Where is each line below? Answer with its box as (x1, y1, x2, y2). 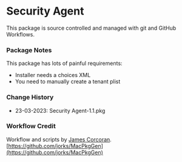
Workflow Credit (6, 122, 56, 130)
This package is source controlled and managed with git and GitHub (6, 24, 177, 32)
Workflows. (6, 30, 35, 38)
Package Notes (6, 46, 52, 54)
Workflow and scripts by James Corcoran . (6, 135, 112, 143)
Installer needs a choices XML (15, 72, 91, 79)
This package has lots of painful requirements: (6, 59, 123, 67)
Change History (6, 93, 54, 101)
